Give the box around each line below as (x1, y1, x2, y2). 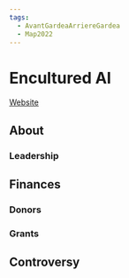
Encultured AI (9, 68, 112, 88)
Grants (9, 227, 40, 240)
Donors (9, 203, 42, 216)
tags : (9, 12, 29, 22)
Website (9, 97, 40, 107)
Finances (9, 177, 61, 192)
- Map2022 (17, 29, 53, 38)
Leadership (9, 149, 59, 162)
